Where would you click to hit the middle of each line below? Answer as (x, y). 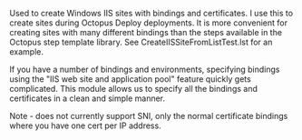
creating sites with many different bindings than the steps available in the (146, 32)
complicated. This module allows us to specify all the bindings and (134, 89)
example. (26, 52)
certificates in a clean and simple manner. (88, 98)
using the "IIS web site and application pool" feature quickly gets (130, 79)
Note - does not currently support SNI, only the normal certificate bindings (149, 116)
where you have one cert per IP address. (85, 125)
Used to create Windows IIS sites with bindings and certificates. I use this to (151, 13)
